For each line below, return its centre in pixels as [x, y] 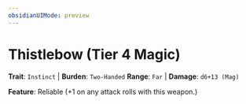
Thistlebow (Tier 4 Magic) [94, 54]
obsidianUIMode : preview [49, 15]
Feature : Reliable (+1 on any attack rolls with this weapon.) [103, 91]
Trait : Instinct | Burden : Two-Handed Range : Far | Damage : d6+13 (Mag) [124, 76]
